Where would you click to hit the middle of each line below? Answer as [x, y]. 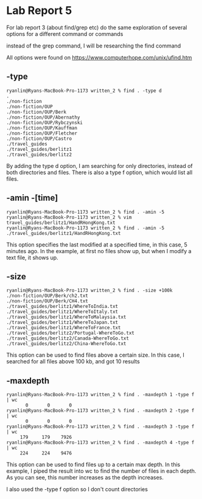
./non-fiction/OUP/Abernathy [43, 117]
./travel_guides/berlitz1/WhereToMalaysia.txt [66, 317]
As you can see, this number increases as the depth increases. [85, 478]
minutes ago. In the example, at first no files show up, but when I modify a [99, 251]
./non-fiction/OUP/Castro [39, 138]
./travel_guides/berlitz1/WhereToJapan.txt [62, 323]
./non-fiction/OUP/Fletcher [42, 133]
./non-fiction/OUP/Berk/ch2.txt [47, 296]
